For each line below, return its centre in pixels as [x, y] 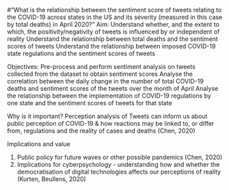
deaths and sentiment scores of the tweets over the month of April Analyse [113, 89]
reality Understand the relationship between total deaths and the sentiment [113, 39]
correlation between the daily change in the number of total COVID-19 [105, 81]
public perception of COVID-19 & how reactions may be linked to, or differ [111, 123]
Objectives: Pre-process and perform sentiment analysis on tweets [102, 67]
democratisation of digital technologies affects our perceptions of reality [119, 172]
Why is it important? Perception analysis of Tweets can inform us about [107, 116]
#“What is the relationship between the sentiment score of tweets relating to [114, 10]
